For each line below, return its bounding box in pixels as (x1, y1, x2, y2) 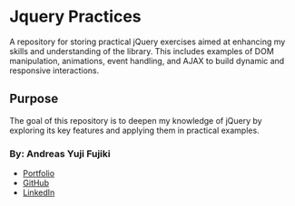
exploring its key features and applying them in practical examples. (9, 125, 261, 136)
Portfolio (22, 168, 55, 179)
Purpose (9, 91, 59, 107)
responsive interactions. (9, 65, 100, 76)
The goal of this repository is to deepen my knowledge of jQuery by (9, 115, 262, 126)
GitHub (22, 178, 50, 189)
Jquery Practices (9, 6, 143, 27)
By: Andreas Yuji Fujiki (9, 147, 111, 160)
